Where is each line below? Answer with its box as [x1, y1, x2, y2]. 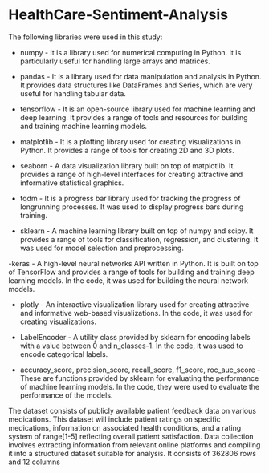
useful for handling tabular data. [19, 88, 127, 98]
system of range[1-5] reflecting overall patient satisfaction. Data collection [8, 431, 255, 441]
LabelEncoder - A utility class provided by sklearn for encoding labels [19, 332, 251, 342]
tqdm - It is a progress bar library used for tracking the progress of [19, 193, 241, 203]
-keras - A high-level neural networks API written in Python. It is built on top [8, 258, 259, 268]
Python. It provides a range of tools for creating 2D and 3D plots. [19, 145, 234, 155]
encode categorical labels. [19, 349, 108, 358]
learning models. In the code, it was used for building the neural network [8, 275, 249, 285]
